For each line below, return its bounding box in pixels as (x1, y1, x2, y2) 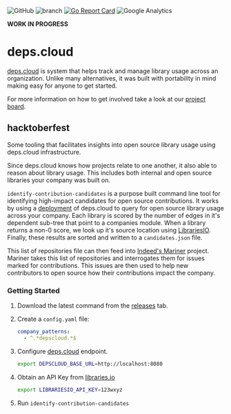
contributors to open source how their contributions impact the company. (7, 268, 216, 277)
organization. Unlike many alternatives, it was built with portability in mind (7, 74, 217, 82)
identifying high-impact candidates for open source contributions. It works (7, 197, 219, 205)
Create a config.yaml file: (17, 315, 90, 324)
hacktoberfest (7, 122, 70, 134)
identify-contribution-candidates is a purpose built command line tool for (7, 189, 221, 197)
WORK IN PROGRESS (7, 20, 69, 28)
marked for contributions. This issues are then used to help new (7, 261, 189, 269)
